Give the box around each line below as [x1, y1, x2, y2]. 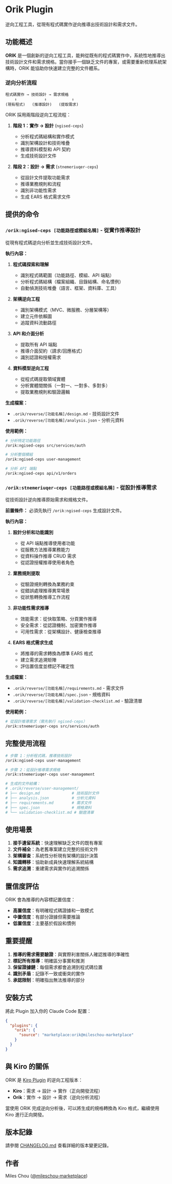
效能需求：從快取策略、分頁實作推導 [20, 616, 97, 622]
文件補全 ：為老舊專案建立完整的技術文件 [12, 846, 98, 852]
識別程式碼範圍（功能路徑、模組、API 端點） [20, 272, 114, 278]
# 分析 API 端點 [5, 466, 37, 471]
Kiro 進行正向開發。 [5, 1111, 47, 1117]
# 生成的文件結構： [5, 781, 41, 787]
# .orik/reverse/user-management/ [5, 786, 79, 791]
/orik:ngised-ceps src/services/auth [5, 443, 86, 448]
